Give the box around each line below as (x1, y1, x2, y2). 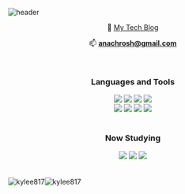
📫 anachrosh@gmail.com (89, 39, 177, 47)
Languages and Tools (90, 76, 176, 87)
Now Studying (104, 132, 161, 144)
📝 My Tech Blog (107, 23, 159, 32)
